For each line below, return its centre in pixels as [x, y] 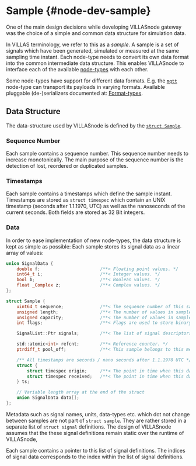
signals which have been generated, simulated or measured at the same [92, 50]
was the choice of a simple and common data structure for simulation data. [96, 33]
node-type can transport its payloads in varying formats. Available [85, 87]
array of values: [25, 253]
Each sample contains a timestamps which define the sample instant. [89, 194]
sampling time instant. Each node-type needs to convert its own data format [97, 57]
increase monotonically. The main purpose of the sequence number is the [95, 160]
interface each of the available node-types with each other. [77, 69]
